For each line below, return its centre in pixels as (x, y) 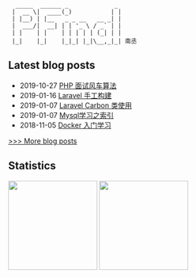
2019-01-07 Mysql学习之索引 (67, 115)
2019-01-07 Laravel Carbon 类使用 (75, 105)
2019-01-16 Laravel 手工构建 (66, 95)
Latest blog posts (52, 65)
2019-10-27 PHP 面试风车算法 (68, 86)
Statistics (32, 166)
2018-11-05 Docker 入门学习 (66, 125)
